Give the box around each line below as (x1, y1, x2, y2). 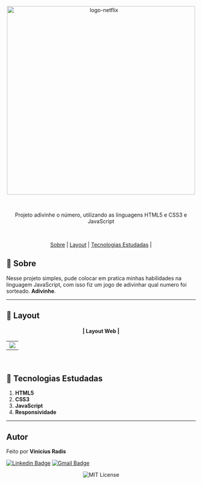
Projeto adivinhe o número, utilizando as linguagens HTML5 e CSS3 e (14, 211, 188, 218)
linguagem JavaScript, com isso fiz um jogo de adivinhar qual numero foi (6, 281, 187, 288)
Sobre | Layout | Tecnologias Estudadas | (50, 241, 152, 248)
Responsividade (14, 409, 57, 416)
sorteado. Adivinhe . (6, 287, 56, 295)
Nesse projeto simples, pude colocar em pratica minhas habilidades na (6, 275, 182, 282)
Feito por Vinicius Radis (6, 448, 66, 455)
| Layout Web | (82, 327, 120, 334)
